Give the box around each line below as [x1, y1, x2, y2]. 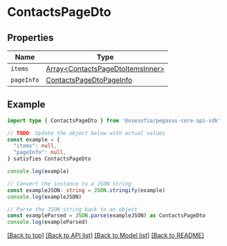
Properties [7, 32, 54, 44]
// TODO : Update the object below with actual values [7, 130, 166, 137]
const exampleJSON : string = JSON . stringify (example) [7, 186, 166, 194]
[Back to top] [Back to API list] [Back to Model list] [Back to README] [7, 231, 204, 240]
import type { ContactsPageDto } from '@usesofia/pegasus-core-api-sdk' [7, 117, 221, 124]
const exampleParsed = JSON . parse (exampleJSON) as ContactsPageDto [7, 212, 206, 219]
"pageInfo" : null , [13, 149, 67, 156]
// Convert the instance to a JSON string [7, 180, 131, 187]
